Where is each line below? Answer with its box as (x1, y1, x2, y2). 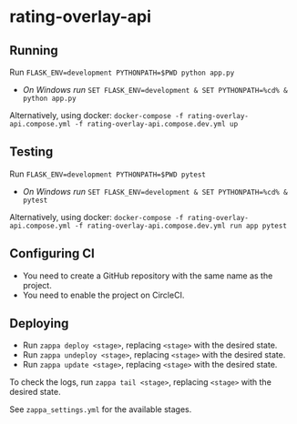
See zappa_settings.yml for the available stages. (9, 404, 192, 415)
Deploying (9, 316, 69, 331)
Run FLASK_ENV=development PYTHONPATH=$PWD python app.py (9, 66, 235, 77)
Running (9, 43, 59, 58)
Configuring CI (9, 246, 96, 261)
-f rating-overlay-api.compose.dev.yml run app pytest (74, 221, 287, 230)
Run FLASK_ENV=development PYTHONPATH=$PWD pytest (9, 168, 207, 179)
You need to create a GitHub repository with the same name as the (22, 270, 273, 281)
